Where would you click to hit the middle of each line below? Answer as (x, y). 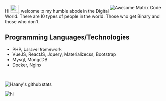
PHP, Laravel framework (37, 49)
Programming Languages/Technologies (67, 37)
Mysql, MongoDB (30, 59)
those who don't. (22, 22)
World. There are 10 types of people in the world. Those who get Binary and (82, 16)
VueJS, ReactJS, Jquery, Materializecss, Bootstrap (64, 54)
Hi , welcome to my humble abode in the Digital (57, 11)
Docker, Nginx (27, 65)
